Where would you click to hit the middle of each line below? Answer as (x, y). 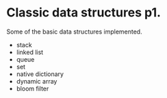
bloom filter (33, 88)
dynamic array (37, 81)
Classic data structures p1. (84, 13)
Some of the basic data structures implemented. (74, 32)
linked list (30, 52)
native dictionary (40, 74)
